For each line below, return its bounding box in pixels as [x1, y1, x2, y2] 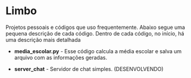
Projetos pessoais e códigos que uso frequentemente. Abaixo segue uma [5, 24, 186, 31]
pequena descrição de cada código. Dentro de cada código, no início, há [5, 30, 184, 37]
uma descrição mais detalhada [5, 36, 81, 43]
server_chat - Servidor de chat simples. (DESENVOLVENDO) [14, 65, 164, 72]
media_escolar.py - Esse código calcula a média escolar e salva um [14, 47, 182, 54]
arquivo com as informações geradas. [14, 54, 108, 61]
